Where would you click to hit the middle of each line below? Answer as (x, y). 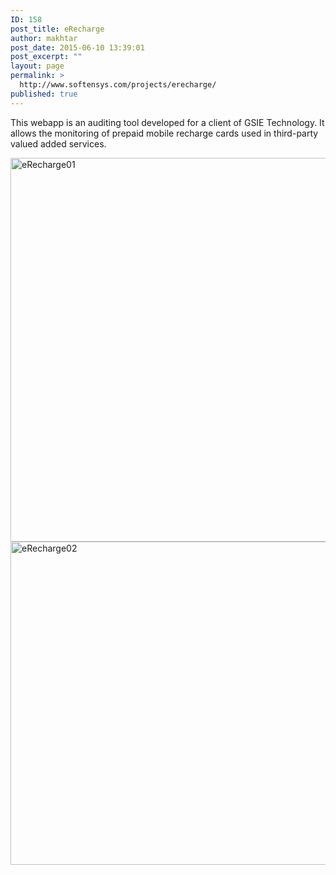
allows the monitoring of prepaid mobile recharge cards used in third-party (164, 133)
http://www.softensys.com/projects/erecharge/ (118, 85)
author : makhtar (44, 38)
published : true (44, 94)
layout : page (37, 66)
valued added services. (58, 143)
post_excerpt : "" (46, 57)
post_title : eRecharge (57, 29)
